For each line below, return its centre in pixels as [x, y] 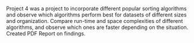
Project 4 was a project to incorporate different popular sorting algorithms [96, 9]
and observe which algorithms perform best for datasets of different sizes [96, 15]
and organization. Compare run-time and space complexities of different [95, 21]
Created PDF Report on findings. [46, 34]
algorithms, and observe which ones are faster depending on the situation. [97, 27]
